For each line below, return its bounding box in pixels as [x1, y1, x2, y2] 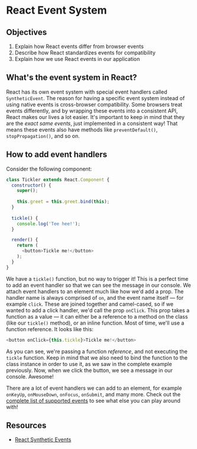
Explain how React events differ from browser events [14, 43, 144, 50]
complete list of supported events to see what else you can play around [6, 397, 180, 404]
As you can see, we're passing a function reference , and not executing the [6, 348, 188, 355]
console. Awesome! [6, 373, 54, 380]
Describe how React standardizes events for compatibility [14, 49, 156, 56]
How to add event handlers [6, 149, 108, 160]
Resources [6, 420, 47, 430]
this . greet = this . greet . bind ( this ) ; [17, 199, 110, 205]
